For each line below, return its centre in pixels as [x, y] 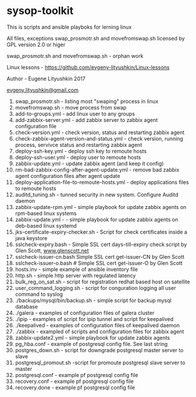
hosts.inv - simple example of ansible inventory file [76, 269]
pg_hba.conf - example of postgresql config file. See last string [91, 344]
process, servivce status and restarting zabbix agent [78, 145]
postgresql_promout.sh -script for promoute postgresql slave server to [100, 362]
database [26, 306]
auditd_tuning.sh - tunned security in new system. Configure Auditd [97, 194]
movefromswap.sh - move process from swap [71, 107]
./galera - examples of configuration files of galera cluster [85, 313]
